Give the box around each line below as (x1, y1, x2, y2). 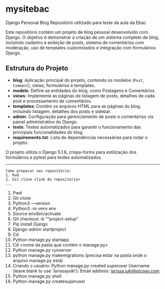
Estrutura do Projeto (5, 64, 69, 72)
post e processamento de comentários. (12, 98, 92, 104)
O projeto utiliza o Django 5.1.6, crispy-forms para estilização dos (5, 149, 137, 155)
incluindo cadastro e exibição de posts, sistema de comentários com (5, 39, 144, 45)
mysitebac (5, 3, 49, 15)
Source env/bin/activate (12, 211, 61, 217)
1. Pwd (5, 172, 19, 177)
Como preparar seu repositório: (5, 168, 71, 173)
